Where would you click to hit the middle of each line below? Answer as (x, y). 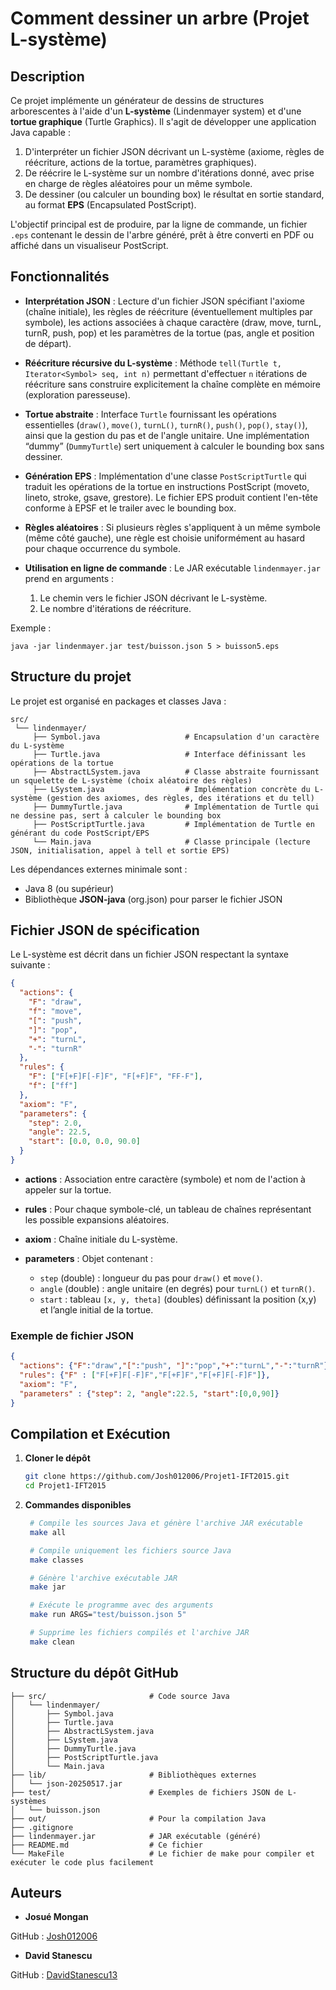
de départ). (48, 343)
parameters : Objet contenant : (88, 1258)
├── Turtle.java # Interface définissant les (169, 754)
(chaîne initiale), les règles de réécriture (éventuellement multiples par (168, 311)
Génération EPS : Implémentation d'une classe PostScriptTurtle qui (165, 476)
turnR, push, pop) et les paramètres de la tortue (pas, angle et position (169, 333)
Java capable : (40, 132)
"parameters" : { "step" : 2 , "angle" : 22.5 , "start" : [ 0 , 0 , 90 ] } (149, 1393)
